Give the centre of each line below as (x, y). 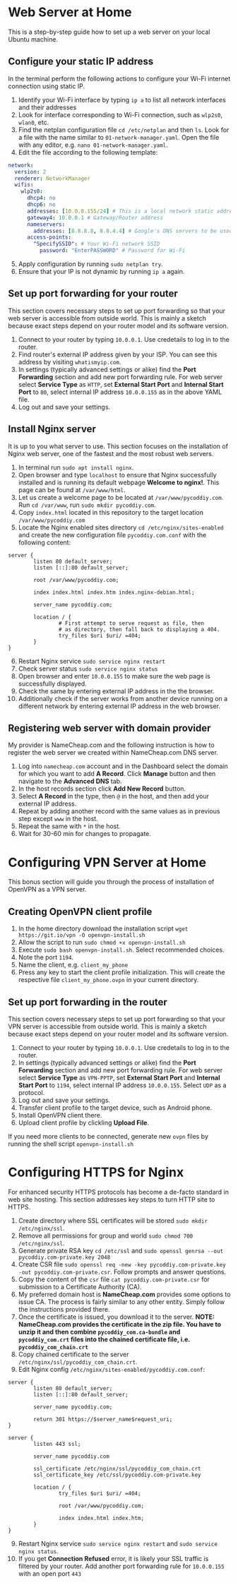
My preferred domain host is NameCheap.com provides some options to (124, 1294)
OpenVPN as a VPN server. (47, 890)
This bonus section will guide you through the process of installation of (111, 882)
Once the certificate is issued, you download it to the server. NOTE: (116, 1317)
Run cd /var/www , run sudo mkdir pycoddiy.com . (87, 505)
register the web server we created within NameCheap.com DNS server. (113, 753)
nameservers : (46, 224)
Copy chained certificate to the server (73, 1354)
